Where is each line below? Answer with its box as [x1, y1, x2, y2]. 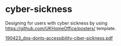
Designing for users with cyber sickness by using [5, 20, 107, 26]
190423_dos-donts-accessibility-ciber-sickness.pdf [5, 35, 113, 41]
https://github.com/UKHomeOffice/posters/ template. [5, 25, 116, 31]
